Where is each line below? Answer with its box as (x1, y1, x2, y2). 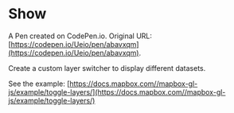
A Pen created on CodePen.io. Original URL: (8, 31, 153, 41)
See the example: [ (8, 79, 70, 88)
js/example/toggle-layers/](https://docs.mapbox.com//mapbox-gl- (8, 87, 226, 96)
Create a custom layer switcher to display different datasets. (8, 63, 206, 72)
